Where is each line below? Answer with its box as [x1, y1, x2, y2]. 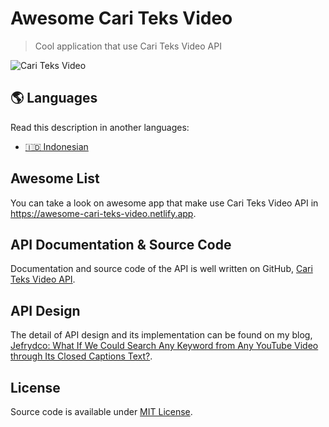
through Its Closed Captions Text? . [10, 350, 153, 362]
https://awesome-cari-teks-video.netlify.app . [10, 207, 197, 219]
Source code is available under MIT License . [10, 406, 193, 417]
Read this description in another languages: [10, 121, 190, 133]
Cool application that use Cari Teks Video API [34, 40, 222, 52]
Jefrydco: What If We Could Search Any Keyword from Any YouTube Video [10, 340, 319, 352]
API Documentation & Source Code [10, 236, 232, 253]
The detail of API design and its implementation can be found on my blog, [10, 329, 313, 341]
